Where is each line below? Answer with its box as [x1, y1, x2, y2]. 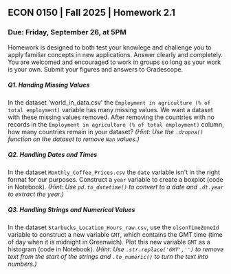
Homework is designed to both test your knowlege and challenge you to [8, 43, 212, 52]
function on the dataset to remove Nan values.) [8, 135, 140, 143]
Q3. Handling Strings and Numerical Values [8, 206, 135, 214]
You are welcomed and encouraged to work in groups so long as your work [8, 58, 221, 66]
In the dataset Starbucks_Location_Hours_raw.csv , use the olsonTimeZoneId [8, 223, 219, 231]
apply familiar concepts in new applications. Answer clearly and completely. [8, 50, 223, 59]
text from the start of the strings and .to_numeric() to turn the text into [8, 252, 209, 260]
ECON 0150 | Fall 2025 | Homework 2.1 [8, 7, 176, 19]
